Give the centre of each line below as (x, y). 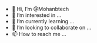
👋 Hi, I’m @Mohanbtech (40, 9)
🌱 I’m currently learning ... (43, 21)
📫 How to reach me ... (39, 34)
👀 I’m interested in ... (36, 15)
